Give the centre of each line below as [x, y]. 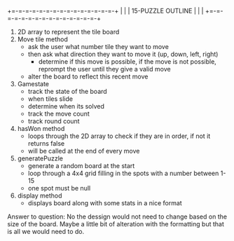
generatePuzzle [40, 158]
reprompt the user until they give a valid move [104, 69]
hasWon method [41, 129]
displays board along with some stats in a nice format [105, 203]
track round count [54, 121]
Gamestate [33, 84]
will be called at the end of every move [84, 151]
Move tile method [42, 39]
